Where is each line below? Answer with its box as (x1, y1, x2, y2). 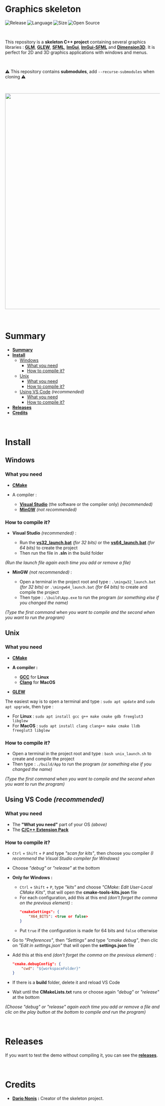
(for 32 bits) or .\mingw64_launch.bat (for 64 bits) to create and (19, 584, 148, 590)
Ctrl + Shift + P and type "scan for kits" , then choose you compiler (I (12, 850, 154, 856)
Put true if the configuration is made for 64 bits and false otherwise (19, 927, 158, 933)
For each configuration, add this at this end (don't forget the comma (19, 895, 158, 901)
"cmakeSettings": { (19, 910, 60, 915)
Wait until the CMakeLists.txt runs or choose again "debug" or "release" (12, 989, 160, 995)
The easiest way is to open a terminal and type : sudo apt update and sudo (5, 698, 155, 704)
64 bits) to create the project (19, 545, 78, 551)
